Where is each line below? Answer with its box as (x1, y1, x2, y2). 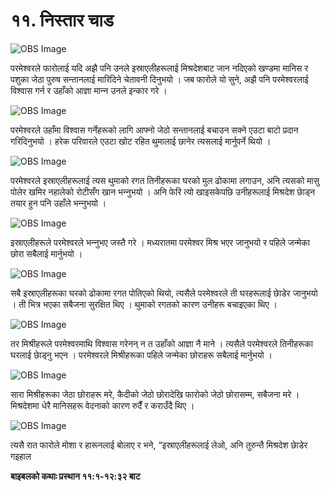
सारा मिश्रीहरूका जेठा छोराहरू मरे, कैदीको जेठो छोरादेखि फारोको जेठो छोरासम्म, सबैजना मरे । (10, 388, 300, 400)
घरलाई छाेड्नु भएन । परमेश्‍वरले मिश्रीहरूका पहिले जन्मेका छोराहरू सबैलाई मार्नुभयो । (10, 349, 273, 361)
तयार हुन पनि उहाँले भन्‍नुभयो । (10, 197, 107, 209)
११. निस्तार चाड (10, 9, 114, 32)
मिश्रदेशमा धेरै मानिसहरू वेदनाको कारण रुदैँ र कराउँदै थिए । (10, 399, 195, 411)
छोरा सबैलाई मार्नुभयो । (10, 247, 83, 259)
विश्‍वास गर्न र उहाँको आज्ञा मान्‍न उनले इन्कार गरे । (10, 84, 168, 96)
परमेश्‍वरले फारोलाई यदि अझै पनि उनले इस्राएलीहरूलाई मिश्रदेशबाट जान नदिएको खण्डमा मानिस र (10, 62, 309, 74)
